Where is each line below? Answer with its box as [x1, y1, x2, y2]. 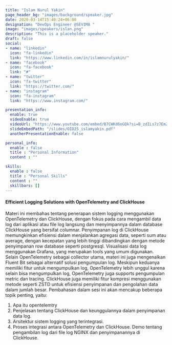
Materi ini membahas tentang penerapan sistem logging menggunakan [5, 210, 155, 216]
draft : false [5, 36, 33, 42]
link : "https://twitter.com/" [10, 84, 74, 89]
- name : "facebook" [5, 60, 47, 65]
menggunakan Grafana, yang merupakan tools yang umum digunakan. [5, 248, 154, 254]
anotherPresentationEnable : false [10, 131, 83, 136]
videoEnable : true [10, 117, 50, 122]
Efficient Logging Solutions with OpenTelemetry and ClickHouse [5, 198, 145, 205]
